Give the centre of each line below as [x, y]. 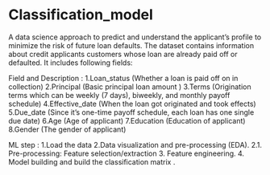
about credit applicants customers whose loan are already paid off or [123, 54]
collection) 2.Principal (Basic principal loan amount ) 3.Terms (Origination [130, 87]
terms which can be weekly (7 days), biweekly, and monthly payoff [119, 95]
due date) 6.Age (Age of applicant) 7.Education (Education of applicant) [127, 120]
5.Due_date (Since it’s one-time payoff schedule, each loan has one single [131, 112]
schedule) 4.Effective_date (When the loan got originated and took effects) [132, 104]
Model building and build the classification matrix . [92, 161]
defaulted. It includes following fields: [71, 63]
